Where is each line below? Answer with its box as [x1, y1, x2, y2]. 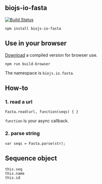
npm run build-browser [5, 61, 51, 66]
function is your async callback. [5, 118, 69, 124]
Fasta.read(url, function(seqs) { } [5, 109, 78, 114]
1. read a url [5, 98, 33, 105]
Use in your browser [5, 39, 67, 47]
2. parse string [5, 130, 40, 137]
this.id [5, 175, 21, 181]
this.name [5, 171, 25, 176]
